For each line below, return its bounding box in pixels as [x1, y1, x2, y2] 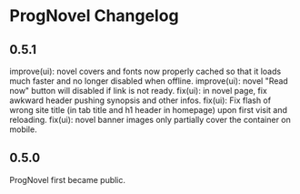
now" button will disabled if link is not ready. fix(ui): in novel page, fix [9, 86, 268, 96]
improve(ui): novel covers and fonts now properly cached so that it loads [9, 66, 282, 77]
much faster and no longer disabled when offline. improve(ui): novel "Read [9, 76, 288, 87]
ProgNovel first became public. [9, 174, 125, 185]
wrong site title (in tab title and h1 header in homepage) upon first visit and [9, 105, 288, 115]
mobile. [9, 124, 38, 135]
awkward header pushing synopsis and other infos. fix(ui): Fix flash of [9, 95, 271, 106]
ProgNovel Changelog [9, 5, 179, 26]
